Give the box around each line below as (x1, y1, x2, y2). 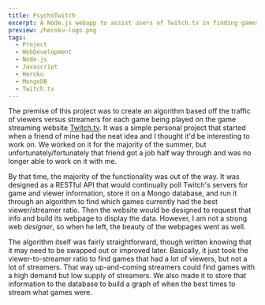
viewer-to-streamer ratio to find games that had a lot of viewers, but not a (8, 254, 248, 264)
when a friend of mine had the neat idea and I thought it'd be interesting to (8, 132, 250, 141)
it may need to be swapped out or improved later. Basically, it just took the (8, 246, 248, 255)
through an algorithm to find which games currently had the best (8, 197, 218, 206)
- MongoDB (15, 77, 47, 85)
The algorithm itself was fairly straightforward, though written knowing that (8, 237, 252, 247)
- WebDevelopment (15, 48, 73, 56)
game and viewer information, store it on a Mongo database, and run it (8, 188, 237, 198)
